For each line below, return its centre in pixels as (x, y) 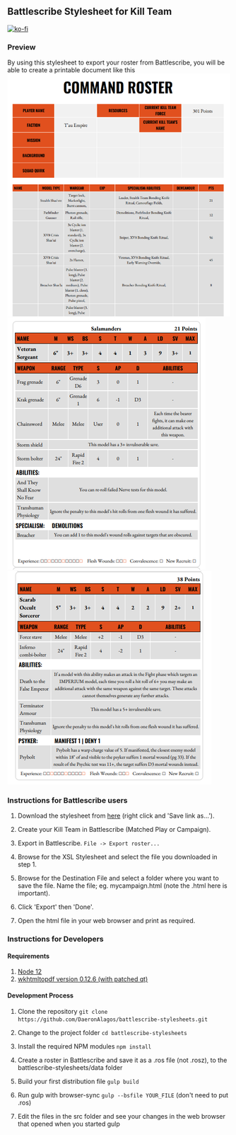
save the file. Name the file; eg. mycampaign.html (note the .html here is (122, 886)
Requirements (29, 956)
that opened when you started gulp (69, 1124)
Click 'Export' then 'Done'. (55, 907)
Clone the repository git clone (63, 1011)
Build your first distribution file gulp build (78, 1081)
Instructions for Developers (55, 939)
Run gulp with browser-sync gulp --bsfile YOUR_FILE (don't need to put (123, 1095)
